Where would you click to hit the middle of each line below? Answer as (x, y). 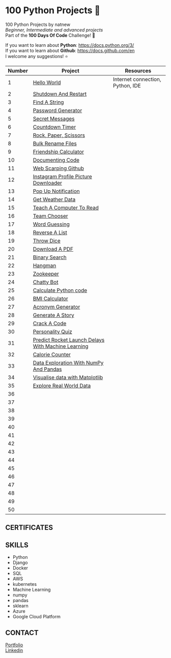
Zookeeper (46, 274)
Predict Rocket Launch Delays (69, 340)
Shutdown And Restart (60, 94)
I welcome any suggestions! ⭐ (37, 56)
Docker (20, 568)
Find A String (48, 102)
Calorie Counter (52, 354)
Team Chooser (50, 216)
